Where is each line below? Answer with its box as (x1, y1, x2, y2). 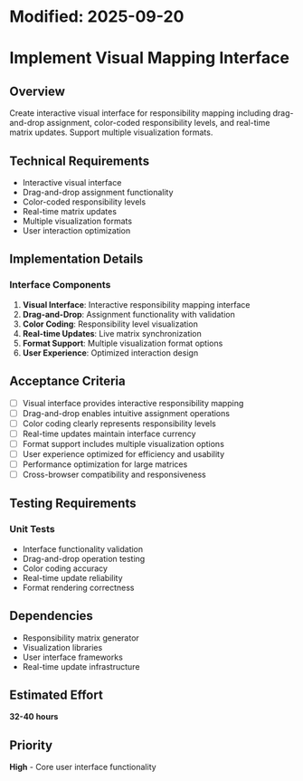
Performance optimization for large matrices (22, 459, 188, 470)
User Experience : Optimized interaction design (22, 347, 199, 358)
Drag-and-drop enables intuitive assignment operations (22, 407, 231, 418)
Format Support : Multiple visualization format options (22, 338, 223, 348)
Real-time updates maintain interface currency (22, 428, 196, 439)
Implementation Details (9, 252, 144, 267)
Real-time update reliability (22, 572, 124, 583)
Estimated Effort (9, 687, 104, 702)
